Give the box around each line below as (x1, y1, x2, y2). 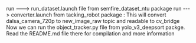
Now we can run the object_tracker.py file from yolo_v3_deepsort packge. (6, 24, 185, 31)
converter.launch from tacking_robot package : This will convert (11, 11, 166, 18)
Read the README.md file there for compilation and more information (6, 30, 175, 37)
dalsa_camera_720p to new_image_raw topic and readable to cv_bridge (6, 18, 180, 24)
